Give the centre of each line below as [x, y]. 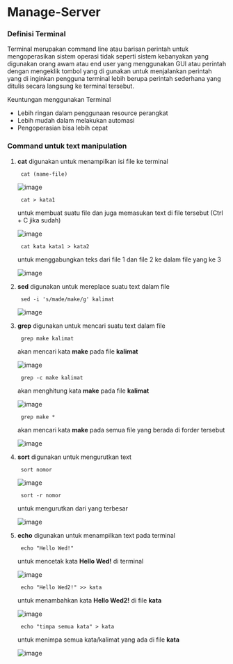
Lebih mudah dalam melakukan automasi [76, 121]
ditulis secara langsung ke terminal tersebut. [71, 86]
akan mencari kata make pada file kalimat [78, 351]
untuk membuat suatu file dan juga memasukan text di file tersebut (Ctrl [120, 213]
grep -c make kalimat [52, 377]
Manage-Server [54, 12]
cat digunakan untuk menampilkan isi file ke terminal [93, 161]
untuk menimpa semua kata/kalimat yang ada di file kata [98, 640]
